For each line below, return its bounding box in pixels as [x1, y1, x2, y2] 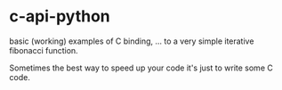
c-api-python [9, 6, 111, 27]
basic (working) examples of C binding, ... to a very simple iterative [9, 36, 254, 46]
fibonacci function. [9, 45, 78, 55]
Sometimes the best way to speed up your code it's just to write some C [9, 62, 273, 73]
